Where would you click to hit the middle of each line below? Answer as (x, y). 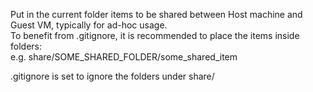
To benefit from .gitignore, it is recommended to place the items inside (155, 35)
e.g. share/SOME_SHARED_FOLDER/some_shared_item (124, 57)
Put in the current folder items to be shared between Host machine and (156, 14)
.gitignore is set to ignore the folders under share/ (112, 76)
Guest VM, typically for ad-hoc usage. (89, 25)
